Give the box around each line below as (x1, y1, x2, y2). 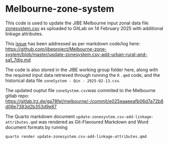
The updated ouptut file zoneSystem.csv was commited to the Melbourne (5, 87, 156, 93)
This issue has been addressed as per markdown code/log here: (5, 40, 140, 46)
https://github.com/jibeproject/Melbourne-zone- (5, 46, 107, 52)
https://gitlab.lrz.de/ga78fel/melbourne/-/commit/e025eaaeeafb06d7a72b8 (5, 98, 164, 104)
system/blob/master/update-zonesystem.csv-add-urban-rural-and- (5, 51, 148, 57)
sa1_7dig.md (5, 56, 31, 63)
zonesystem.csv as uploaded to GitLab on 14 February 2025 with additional (5, 25, 164, 31)
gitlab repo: (5, 93, 30, 99)
